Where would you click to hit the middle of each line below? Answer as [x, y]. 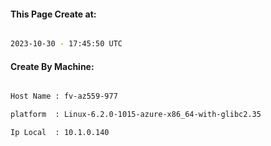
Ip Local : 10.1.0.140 [60, 133]
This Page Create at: [53, 14]
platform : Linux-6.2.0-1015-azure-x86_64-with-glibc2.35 [136, 115]
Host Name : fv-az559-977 [64, 96]
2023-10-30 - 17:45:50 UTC [66, 44]
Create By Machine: [52, 66]
